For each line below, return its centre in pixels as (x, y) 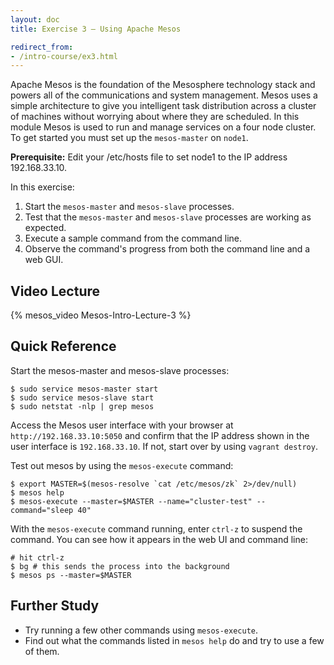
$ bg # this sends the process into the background (120, 566)
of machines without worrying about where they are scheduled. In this (155, 117)
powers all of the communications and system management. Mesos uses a (164, 95)
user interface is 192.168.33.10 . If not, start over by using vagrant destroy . (164, 446)
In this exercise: (42, 187)
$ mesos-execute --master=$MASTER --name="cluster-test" (131, 501)
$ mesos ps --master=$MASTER (71, 575)
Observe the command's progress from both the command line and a (167, 249)
